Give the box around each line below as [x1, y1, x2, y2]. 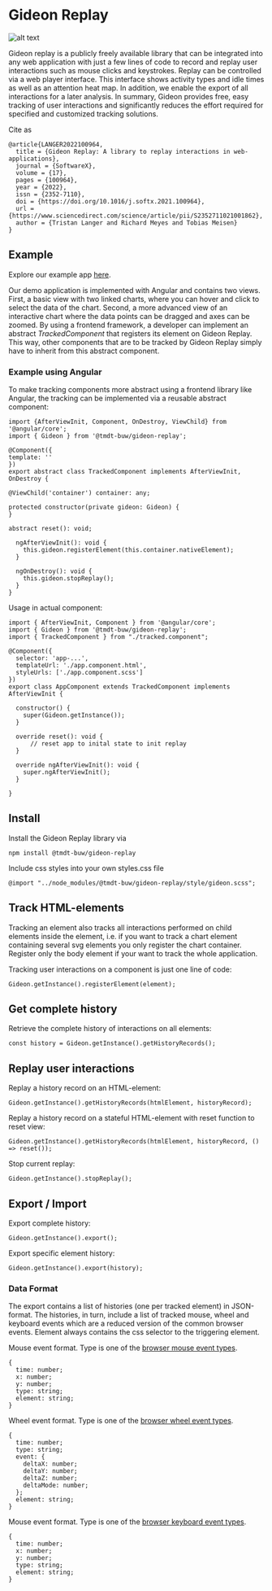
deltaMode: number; [23, 1481, 89, 1490]
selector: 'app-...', [15, 654, 89, 662]
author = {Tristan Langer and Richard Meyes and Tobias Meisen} [15, 218, 238, 227]
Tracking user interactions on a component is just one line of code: [8, 964, 232, 974]
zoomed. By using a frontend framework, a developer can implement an [8, 320, 249, 330]
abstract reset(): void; [8, 525, 93, 533]
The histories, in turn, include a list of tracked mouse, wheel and [34, 1310, 249, 1320]
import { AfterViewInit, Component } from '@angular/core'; [8, 618, 217, 627]
